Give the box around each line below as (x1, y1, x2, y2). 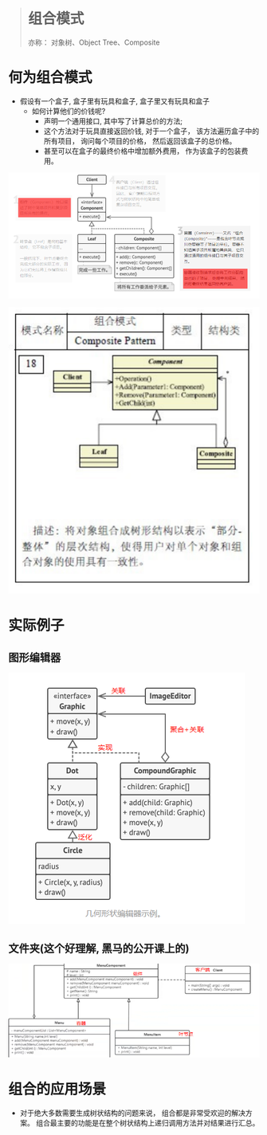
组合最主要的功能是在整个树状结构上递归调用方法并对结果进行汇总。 (35, 1117, 260, 1127)
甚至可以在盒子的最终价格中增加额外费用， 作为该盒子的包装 (43, 146, 241, 155)
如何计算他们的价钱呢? (31, 106, 106, 116)
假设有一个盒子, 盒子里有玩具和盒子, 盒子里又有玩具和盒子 (19, 96, 210, 106)
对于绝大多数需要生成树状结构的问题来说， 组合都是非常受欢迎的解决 (19, 1108, 245, 1117)
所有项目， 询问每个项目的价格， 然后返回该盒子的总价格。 (43, 135, 237, 146)
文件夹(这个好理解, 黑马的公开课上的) (8, 941, 190, 955)
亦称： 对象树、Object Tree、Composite (27, 37, 160, 47)
